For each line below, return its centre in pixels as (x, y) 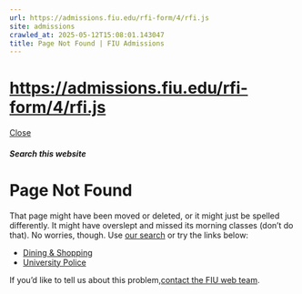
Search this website (48, 153)
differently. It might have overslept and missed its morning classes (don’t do (151, 225)
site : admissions (42, 26)
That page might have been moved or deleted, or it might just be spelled (145, 216)
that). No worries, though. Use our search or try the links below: (129, 235)
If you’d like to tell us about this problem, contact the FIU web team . (135, 279)
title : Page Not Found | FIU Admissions (87, 43)
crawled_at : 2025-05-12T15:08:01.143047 (87, 35)
